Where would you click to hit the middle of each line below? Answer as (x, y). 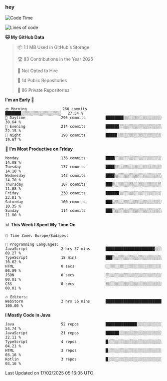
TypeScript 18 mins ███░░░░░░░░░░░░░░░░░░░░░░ (83, 258)
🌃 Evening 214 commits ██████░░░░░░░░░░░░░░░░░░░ (83, 127)
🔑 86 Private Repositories (43, 90)
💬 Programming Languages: (32, 245)
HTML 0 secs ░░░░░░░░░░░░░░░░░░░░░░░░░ (83, 266)
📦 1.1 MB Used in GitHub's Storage (53, 47)
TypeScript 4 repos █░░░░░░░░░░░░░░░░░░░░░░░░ (83, 342)
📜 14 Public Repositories (42, 81)
